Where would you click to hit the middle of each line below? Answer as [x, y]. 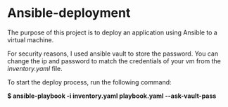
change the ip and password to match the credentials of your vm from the [114, 61]
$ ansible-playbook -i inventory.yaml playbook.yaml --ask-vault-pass [112, 96]
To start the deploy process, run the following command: [89, 82]
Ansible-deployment [69, 13]
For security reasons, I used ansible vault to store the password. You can [113, 53]
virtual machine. [31, 39]
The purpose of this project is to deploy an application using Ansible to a [113, 32]
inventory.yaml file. [35, 68]
